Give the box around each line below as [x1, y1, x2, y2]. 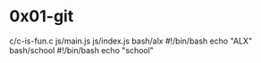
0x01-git [9, 6, 74, 27]
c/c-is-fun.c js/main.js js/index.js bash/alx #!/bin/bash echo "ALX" [9, 35, 253, 46]
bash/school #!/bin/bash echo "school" [9, 44, 155, 55]
